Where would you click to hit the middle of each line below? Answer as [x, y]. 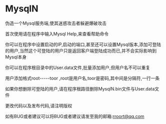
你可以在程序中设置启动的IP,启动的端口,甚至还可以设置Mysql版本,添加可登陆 [83, 44]
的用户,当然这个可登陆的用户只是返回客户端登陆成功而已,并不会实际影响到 [81, 50]
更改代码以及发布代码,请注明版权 [39, 105]
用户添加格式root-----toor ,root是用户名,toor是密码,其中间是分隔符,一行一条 [82, 78]
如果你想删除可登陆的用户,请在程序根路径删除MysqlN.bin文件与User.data [80, 88]
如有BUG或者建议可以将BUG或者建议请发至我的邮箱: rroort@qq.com [75, 116]
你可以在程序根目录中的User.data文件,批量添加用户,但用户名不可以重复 [78, 67]
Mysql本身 [16, 57]
